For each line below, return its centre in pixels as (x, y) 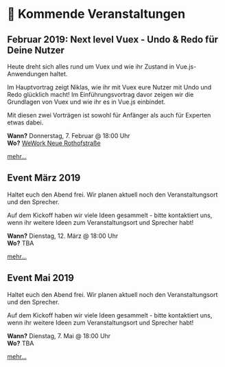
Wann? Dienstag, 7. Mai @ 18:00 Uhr (59, 335)
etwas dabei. (25, 122)
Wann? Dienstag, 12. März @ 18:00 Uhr (63, 236)
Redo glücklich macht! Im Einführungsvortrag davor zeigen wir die (100, 94)
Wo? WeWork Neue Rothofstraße (54, 143)
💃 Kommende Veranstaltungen (96, 14)
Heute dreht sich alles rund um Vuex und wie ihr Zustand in (91, 67)
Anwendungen (28, 74)
